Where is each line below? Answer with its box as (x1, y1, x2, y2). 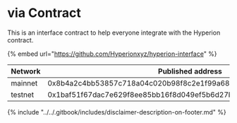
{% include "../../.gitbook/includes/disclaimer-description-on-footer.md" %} (7, 107, 227, 116)
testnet (11, 90, 35, 100)
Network (11, 66, 41, 76)
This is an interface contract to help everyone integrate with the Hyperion (7, 28, 221, 37)
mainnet (11, 78, 38, 88)
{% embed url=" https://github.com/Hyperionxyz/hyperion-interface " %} (7, 49, 217, 58)
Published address (157, 66, 222, 76)
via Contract (7, 5, 81, 21)
